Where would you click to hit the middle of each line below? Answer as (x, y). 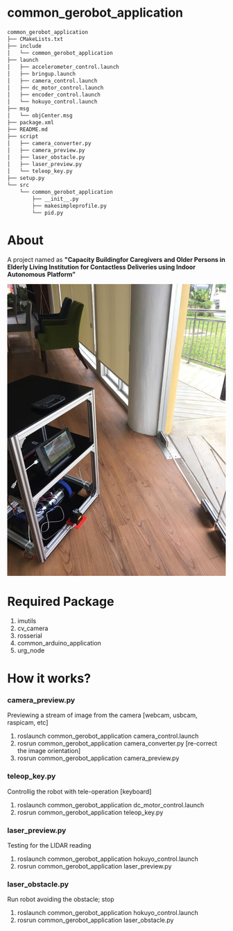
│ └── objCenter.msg (40, 115)
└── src (18, 185)
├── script (23, 136)
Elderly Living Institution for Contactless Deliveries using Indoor (102, 267)
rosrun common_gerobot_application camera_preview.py (98, 758)
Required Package (61, 602)
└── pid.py (48, 213)
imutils (27, 620)
